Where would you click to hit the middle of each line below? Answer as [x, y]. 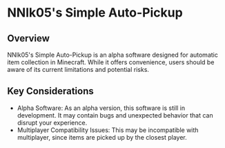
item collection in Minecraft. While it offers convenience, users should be [111, 62]
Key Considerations [51, 91]
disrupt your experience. [52, 122]
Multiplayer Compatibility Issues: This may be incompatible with [108, 130]
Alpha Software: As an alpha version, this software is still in [101, 108]
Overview [29, 38]
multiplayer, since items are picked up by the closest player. [102, 137]
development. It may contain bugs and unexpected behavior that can [115, 115]
